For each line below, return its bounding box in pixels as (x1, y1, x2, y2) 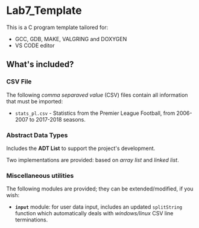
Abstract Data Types (6, 131, 68, 139)
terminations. (14, 216, 48, 224)
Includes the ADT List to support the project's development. (6, 145, 156, 152)
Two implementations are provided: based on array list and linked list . (6, 156, 179, 163)
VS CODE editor (14, 42, 55, 49)
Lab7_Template (6, 4, 83, 18)
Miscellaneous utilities (6, 171, 74, 180)
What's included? (6, 59, 74, 70)
